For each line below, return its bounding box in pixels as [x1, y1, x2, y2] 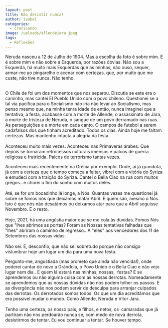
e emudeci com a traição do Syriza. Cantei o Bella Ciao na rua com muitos [5, 174, 158, 180]
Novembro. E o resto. [5, 206, 49, 212]
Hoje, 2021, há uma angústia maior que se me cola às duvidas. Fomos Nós [5, 216, 159, 223]
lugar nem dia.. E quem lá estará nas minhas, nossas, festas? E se [5, 269, 142, 275]
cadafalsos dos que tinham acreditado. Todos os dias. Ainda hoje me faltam [5, 127, 162, 133]
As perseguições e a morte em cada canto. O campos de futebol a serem [5, 122, 157, 128]
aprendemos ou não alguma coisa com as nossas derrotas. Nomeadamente [5, 274, 161, 280]
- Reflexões [10, 40, 35, 45]
